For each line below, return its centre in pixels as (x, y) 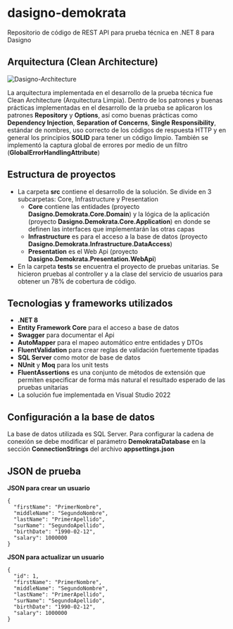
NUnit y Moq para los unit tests (63, 365)
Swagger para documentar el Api (66, 335)
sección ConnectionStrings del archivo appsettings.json (91, 449)
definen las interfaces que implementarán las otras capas (111, 229)
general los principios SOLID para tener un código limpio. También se (108, 137)
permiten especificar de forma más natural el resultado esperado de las (121, 380)
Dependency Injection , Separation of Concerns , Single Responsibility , (112, 122)
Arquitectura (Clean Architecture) (83, 62)
